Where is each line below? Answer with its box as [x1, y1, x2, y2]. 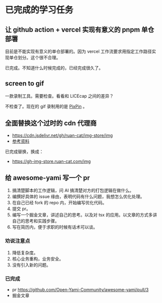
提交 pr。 [12, 206, 31, 212]
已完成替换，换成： [5, 149, 44, 154]
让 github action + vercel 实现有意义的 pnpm [5, 25, 140, 34]
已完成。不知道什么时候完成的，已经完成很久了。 [5, 65, 103, 71]
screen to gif [5, 79, 44, 88]
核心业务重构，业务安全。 [12, 256, 64, 261]
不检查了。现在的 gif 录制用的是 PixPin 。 [5, 103, 88, 109]
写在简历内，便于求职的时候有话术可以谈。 [12, 224, 98, 230]
